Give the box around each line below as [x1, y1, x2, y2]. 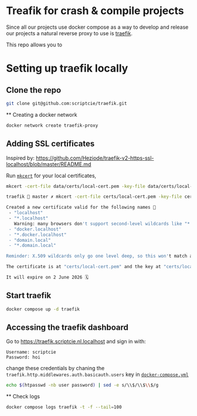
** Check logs [6, 393, 40, 400]
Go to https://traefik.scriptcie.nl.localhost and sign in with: [6, 338, 147, 345]
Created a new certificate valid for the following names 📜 [6, 204, 157, 211]
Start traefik [6, 290, 52, 300]
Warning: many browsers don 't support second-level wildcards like [13, 221, 182, 226]
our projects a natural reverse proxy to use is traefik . [6, 29, 133, 36]
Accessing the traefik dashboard [6, 322, 129, 332]
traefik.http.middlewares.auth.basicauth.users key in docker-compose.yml [6, 371, 189, 378]
